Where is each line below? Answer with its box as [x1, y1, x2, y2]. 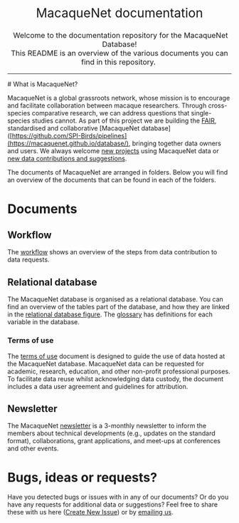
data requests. [7, 255, 50, 264]
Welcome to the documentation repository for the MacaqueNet [13, 31, 228, 41]
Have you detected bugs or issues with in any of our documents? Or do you [7, 493, 229, 502]
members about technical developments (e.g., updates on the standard [7, 429, 216, 437]
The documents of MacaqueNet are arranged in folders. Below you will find [7, 168, 228, 177]
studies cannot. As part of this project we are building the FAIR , [31, 116, 217, 125]
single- [191, 109, 212, 118]
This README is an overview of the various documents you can [10, 48, 229, 58]
